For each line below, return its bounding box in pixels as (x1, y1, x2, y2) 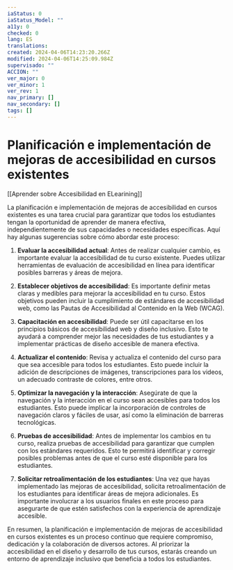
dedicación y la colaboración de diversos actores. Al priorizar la (7, 539, 190, 548)
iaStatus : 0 (7, 10, 42, 17)
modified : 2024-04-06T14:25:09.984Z (7, 56, 113, 63)
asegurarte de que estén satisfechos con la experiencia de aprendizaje (17, 504, 221, 512)
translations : (7, 42, 49, 49)
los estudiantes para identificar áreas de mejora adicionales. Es (17, 489, 199, 498)
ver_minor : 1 (7, 81, 45, 88)
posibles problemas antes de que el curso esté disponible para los (17, 453, 207, 462)
